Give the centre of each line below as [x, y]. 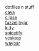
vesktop [13, 38]
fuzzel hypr [17, 22]
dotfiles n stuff [19, 7]
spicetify [14, 33]
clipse [11, 17]
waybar [13, 43]
